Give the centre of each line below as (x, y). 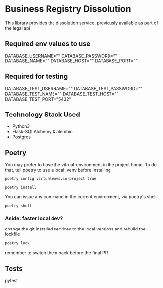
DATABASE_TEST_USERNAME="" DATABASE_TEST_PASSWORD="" (74, 88)
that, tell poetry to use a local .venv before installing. (59, 170)
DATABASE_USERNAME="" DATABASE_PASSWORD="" (61, 56)
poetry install (21, 188)
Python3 (21, 126)
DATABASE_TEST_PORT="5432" (38, 99)
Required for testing (37, 77)
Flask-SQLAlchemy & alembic (42, 132)
